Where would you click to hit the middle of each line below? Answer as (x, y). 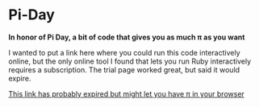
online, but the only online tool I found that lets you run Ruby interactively (130, 61)
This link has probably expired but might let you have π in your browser (126, 93)
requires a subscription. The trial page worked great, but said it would (124, 69)
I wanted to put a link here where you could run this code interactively (124, 52)
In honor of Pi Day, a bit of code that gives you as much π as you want (127, 37)
